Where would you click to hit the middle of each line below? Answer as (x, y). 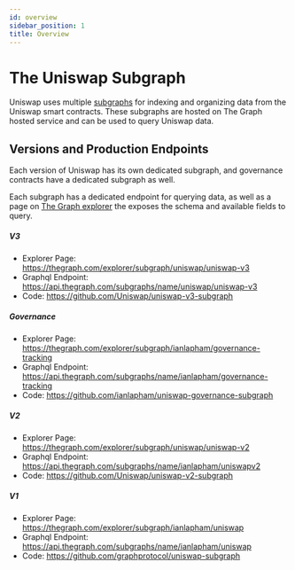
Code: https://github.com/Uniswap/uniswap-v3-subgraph (127, 296)
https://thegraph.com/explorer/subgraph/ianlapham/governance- (141, 348)
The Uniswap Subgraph (97, 78)
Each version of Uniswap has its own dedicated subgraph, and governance (146, 170)
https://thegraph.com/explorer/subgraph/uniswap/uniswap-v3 (136, 268)
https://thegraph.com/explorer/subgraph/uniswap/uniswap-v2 (136, 448)
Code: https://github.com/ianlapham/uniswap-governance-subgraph (147, 395)
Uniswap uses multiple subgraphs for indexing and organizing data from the (147, 102)
